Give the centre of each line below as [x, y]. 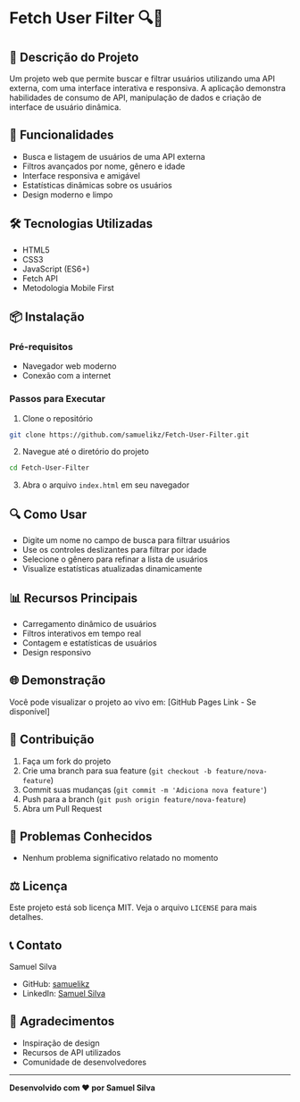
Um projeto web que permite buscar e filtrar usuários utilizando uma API [142, 79]
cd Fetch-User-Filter [50, 468]
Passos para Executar [57, 399]
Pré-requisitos [41, 346]
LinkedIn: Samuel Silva [63, 994]
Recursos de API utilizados [71, 1052]
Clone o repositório [58, 418]
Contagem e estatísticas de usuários [90, 643]
